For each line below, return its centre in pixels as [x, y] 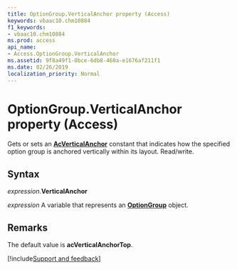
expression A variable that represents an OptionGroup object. [98, 205]
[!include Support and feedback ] [54, 259]
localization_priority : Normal [54, 74]
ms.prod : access [31, 41]
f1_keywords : [27, 27]
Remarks [28, 227]
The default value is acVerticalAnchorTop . [70, 245]
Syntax [23, 174]
